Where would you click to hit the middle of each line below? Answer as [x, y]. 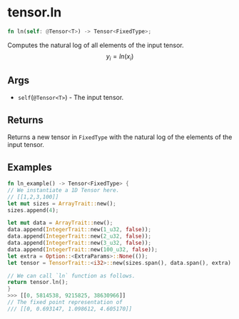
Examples [30, 167]
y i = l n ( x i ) [120, 57]
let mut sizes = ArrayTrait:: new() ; [62, 203]
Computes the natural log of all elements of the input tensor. [96, 45]
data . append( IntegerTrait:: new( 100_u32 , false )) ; [83, 249]
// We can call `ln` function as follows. [71, 275]
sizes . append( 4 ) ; [33, 210]
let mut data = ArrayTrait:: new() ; [60, 223]
